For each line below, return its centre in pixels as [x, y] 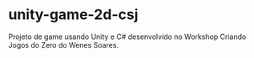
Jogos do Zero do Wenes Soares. [63, 44]
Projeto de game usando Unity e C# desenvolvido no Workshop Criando [127, 37]
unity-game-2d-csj [73, 15]
